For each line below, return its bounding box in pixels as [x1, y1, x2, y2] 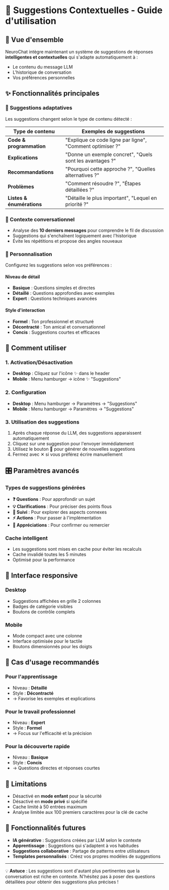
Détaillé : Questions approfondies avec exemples [12, 290, 115, 296]
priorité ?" [65, 200, 89, 207]
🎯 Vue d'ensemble [5, 35, 64, 44]
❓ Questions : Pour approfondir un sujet [12, 496, 96, 502]
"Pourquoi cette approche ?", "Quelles [65, 165, 156, 172]
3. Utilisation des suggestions [5, 418, 79, 426]
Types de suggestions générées [5, 484, 86, 491]
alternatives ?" [65, 172, 100, 179]
